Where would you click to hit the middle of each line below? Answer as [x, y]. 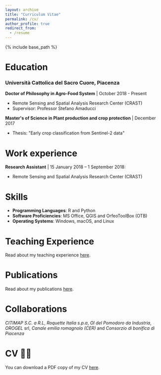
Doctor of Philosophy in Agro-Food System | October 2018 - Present [76, 94]
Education [27, 67]
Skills [17, 197]
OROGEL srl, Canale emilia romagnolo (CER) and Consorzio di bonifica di [80, 328]
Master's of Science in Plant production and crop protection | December [80, 118]
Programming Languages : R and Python [54, 211]
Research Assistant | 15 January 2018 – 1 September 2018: [65, 167]
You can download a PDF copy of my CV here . [53, 368]
